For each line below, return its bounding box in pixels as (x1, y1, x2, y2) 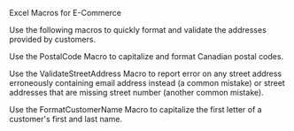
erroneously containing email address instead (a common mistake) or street (9, 78, 285, 88)
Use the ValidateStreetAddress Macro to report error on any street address (9, 68, 282, 79)
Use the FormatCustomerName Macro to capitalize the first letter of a (9, 104, 263, 114)
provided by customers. (9, 35, 96, 44)
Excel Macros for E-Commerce (9, 8, 122, 18)
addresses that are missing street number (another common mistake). (9, 88, 264, 97)
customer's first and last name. (9, 114, 122, 124)
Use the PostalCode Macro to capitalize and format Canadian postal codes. (9, 51, 284, 61)
